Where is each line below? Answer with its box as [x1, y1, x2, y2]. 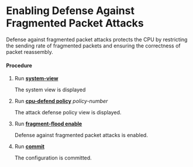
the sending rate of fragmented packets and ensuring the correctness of [6, 42, 181, 49]
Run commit [14, 143, 45, 150]
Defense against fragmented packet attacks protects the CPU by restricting [6, 36, 188, 43]
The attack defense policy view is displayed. [14, 109, 122, 116]
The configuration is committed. [14, 154, 92, 162]
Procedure [6, 62, 32, 69]
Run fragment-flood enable [14, 120, 82, 127]
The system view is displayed [14, 86, 86, 93]
